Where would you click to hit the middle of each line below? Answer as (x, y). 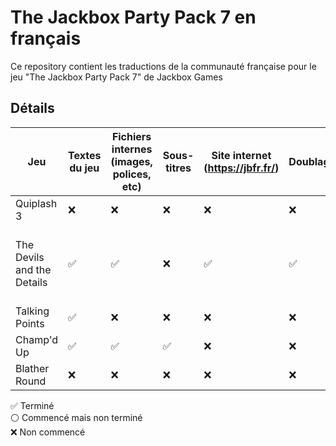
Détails (32, 108)
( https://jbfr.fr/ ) (241, 168)
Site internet (241, 155)
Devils (30, 257)
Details (31, 282)
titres (178, 168)
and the (33, 269)
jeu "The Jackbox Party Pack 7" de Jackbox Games (116, 77)
